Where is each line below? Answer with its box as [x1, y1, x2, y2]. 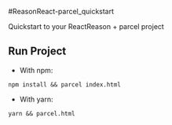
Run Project [8, 45, 67, 58]
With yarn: [19, 94, 53, 104]
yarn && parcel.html [8, 109, 76, 117]
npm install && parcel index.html [8, 80, 122, 89]
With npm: [19, 65, 53, 75]
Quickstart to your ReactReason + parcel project [8, 22, 165, 31]
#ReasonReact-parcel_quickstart [8, 7, 115, 16]
